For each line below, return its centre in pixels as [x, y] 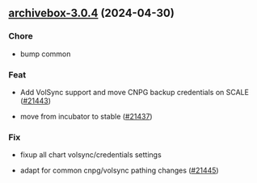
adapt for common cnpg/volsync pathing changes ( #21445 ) [120, 171]
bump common [45, 54]
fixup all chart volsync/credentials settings [91, 155]
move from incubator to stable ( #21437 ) [86, 116]
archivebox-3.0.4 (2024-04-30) [92, 13]
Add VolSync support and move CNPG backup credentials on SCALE [134, 92]
